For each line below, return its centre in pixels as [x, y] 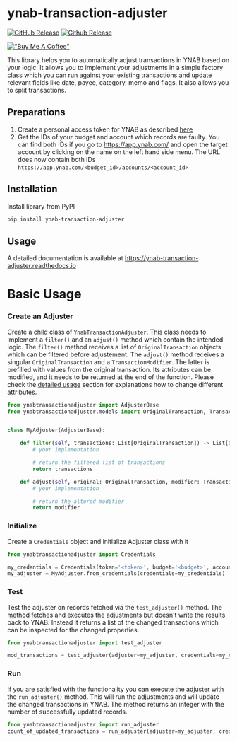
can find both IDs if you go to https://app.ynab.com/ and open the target [122, 144]
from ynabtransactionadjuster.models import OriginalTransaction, [107, 412]
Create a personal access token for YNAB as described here [105, 129]
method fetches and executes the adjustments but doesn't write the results [116, 615]
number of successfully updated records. [68, 712]
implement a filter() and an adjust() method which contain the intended [115, 339]
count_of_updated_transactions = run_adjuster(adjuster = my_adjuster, [112, 731]
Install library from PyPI [41, 206]
